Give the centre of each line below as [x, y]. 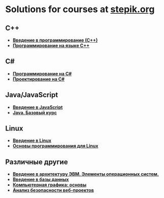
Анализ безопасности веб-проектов [53, 190]
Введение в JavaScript [38, 107]
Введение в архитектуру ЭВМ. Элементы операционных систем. [86, 174]
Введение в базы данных [41, 180]
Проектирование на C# [39, 79]
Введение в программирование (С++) [55, 40]
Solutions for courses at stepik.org [80, 9]
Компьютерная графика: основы [50, 185]
